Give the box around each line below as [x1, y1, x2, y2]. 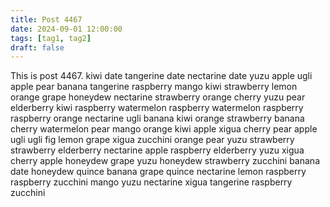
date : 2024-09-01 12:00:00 [10, 24, 123, 34]
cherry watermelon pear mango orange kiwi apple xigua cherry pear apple [10, 123, 318, 135]
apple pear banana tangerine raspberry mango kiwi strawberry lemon [10, 81, 298, 93]
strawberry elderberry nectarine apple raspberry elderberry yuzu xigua [10, 144, 305, 156]
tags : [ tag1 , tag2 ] [10, 33, 92, 43]
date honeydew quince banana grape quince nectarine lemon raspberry [10, 166, 307, 178]
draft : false [10, 42, 65, 53]
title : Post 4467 [10, 14, 83, 25]
